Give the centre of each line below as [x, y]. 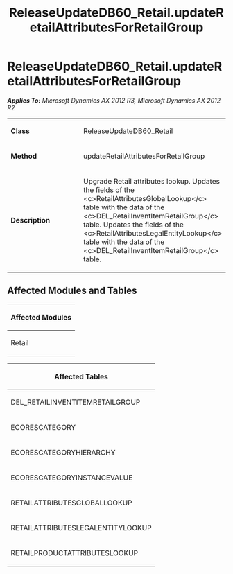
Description [31, 220]
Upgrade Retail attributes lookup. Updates [152, 181]
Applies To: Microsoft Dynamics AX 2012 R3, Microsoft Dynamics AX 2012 [114, 100]
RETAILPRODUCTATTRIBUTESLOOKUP [75, 553]
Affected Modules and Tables [72, 291]
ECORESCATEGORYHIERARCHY [63, 452]
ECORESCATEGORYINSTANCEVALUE [72, 478]
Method [24, 156]
